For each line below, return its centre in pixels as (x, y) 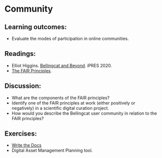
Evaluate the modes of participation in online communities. (70, 38)
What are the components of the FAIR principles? (60, 98)
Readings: (20, 54)
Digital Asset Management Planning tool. (52, 150)
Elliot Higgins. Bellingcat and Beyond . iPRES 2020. (62, 65)
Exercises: (21, 134)
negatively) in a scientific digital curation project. (60, 108)
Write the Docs (26, 145)
